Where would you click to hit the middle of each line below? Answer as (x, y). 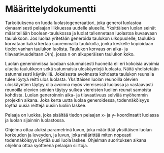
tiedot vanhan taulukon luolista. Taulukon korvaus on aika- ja (66, 49)
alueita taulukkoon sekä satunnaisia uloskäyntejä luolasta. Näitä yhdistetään (82, 69)
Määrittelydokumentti (50, 9)
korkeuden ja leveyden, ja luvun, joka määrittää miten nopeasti (68, 135)
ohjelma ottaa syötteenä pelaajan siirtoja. (47, 145)
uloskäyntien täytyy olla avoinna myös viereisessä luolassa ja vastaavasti (79, 84)
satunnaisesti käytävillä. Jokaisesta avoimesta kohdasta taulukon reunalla (80, 74)
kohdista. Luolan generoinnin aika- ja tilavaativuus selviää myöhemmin (77, 95)
